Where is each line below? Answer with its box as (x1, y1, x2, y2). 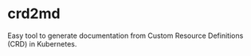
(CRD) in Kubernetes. (7, 39, 77, 48)
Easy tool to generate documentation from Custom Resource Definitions (7, 31, 244, 40)
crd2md (7, 5, 61, 23)
